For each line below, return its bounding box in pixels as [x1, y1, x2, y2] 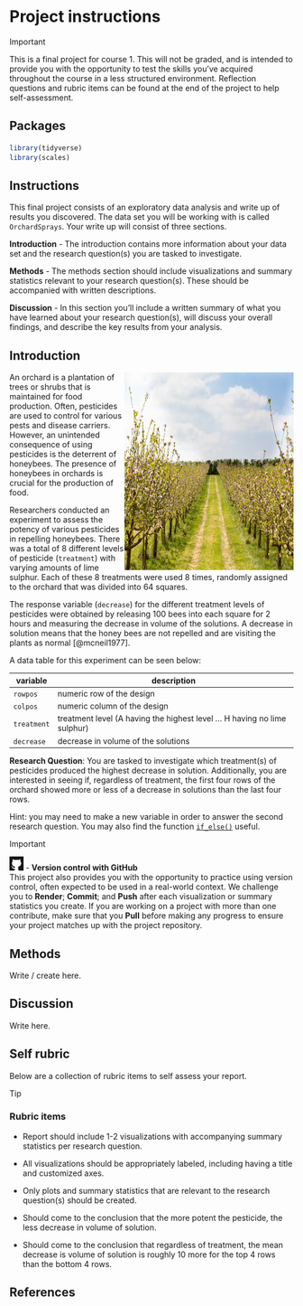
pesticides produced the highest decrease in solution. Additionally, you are [9, 766, 287, 776]
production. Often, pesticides [9, 400, 118, 412]
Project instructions [9, 6, 161, 27]
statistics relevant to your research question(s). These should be [9, 276, 250, 287]
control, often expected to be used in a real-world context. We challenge [9, 881, 280, 892]
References [9, 1285, 76, 1301]
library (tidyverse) [9, 143, 83, 153]
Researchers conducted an [9, 504, 110, 516]
